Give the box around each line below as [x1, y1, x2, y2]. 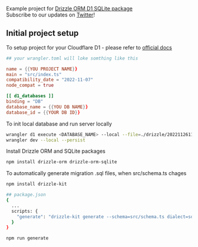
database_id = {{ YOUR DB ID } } [6, 109, 81, 116]
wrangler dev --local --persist [6, 137, 85, 143]
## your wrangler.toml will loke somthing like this [6, 55, 138, 61]
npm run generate [6, 235, 49, 241]
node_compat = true [6, 83, 54, 88]
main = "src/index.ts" [6, 71, 62, 77]
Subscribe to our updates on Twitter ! [6, 11, 95, 18]
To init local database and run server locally [6, 120, 112, 127]
